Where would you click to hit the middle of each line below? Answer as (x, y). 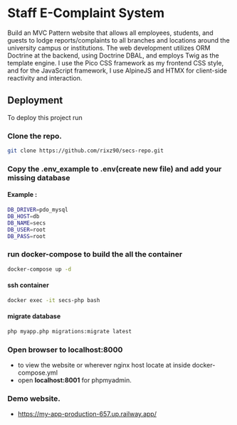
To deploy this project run (45, 117)
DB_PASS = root (27, 236)
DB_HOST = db (23, 216)
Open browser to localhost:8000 (65, 350)
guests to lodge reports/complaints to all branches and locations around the (118, 40)
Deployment (35, 101)
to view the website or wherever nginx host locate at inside (104, 365)
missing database (39, 178)
